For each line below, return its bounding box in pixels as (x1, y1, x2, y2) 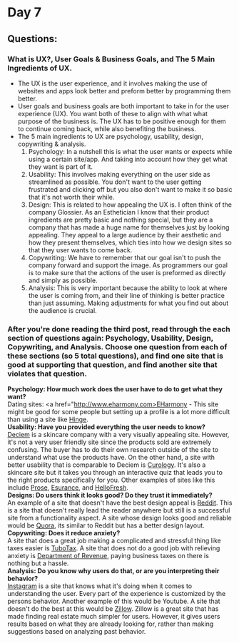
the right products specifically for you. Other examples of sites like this (7, 475, 215, 485)
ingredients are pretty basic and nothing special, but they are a (28, 215, 213, 224)
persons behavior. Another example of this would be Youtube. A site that (7, 597, 220, 606)
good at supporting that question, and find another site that (7, 359, 218, 369)
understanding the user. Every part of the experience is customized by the (7, 590, 226, 598)
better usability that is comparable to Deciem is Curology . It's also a (7, 461, 206, 469)
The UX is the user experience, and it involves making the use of (17, 79, 208, 88)
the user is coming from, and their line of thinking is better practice (28, 291, 225, 299)
